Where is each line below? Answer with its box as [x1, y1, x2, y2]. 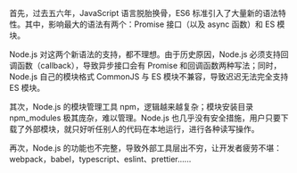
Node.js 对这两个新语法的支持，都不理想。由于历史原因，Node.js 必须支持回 [9, 49, 289, 60]
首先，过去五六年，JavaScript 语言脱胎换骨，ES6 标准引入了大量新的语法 [9, 8, 279, 18]
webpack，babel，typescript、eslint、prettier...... [9, 154, 192, 164]
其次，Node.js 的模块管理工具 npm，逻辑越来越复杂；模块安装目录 [9, 102, 254, 111]
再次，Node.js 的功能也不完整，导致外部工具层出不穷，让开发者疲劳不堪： [9, 143, 283, 153]
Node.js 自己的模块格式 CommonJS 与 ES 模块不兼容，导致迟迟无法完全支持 [9, 71, 289, 82]
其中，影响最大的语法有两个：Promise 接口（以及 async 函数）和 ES [24, 19, 276, 29]
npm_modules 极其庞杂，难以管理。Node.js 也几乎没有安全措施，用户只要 [9, 112, 281, 123]
